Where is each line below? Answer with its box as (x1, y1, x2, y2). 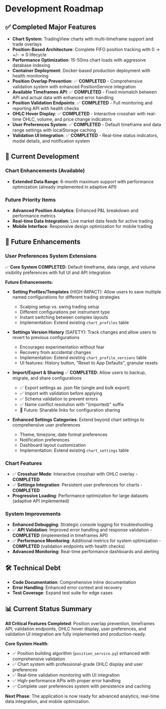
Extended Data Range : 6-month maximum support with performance (12, 178, 154, 184)
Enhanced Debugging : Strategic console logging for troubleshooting (12, 522, 153, 528)
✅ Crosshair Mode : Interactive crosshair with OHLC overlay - (12, 471, 138, 477)
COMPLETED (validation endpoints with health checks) (12, 543, 125, 549)
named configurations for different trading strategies (12, 294, 120, 300)
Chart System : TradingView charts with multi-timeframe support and (12, 36, 154, 42)
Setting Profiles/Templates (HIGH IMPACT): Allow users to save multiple (12, 288, 162, 294)
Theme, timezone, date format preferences (19, 431, 108, 437)
